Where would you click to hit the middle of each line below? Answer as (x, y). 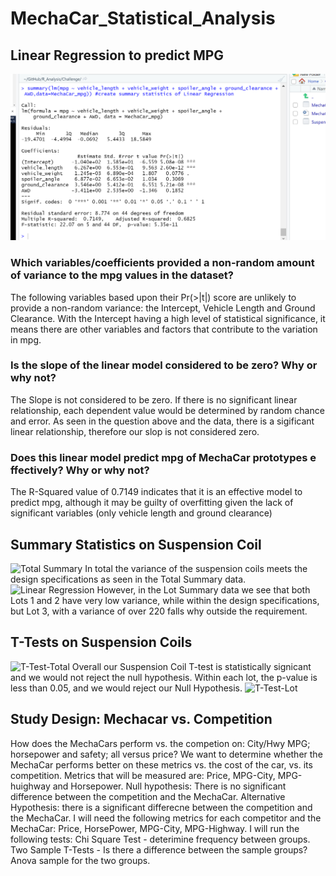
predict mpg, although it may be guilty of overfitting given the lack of (152, 503)
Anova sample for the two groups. (80, 860)
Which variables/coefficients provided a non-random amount (162, 263)
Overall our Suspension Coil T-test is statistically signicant (191, 666)
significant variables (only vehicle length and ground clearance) (141, 513)
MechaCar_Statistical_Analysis (143, 18)
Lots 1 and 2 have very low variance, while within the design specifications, (165, 600)
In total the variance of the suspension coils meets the (196, 568)
